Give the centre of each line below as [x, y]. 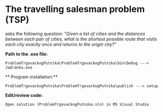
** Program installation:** [32, 76]
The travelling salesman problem [75, 9]
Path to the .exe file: [27, 54]
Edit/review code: [24, 95]
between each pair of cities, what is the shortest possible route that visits [81, 39]
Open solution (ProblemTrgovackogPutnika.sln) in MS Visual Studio [77, 104]
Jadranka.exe [19, 67]
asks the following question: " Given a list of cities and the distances [75, 33]
